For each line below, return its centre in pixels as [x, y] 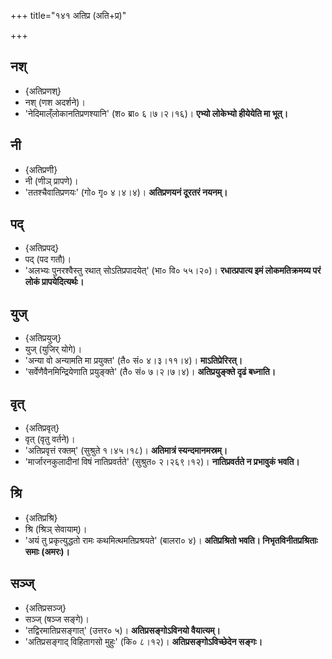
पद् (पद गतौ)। [48, 259]
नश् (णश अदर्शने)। [55, 102]
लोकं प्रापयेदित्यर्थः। [54, 282]
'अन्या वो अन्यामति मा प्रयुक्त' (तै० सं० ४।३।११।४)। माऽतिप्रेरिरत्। [133, 361]
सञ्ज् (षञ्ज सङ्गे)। [57, 619]
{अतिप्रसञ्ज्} [45, 607]
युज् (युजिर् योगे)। [53, 349]
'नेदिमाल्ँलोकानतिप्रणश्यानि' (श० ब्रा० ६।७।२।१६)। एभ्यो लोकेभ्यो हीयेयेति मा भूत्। [156, 113]
